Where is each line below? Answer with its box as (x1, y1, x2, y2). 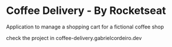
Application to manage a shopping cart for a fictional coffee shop (6, 23, 164, 30)
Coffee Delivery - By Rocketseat (6, 4, 166, 17)
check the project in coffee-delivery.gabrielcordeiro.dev (6, 34, 143, 41)
